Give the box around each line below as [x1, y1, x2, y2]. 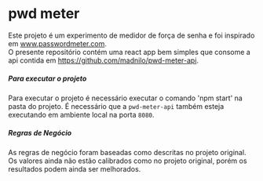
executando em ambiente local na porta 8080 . [8, 110, 155, 119]
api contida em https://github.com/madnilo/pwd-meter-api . [8, 56, 199, 65]
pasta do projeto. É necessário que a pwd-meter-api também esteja [8, 101, 225, 110]
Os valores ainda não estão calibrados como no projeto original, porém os [8, 156, 247, 165]
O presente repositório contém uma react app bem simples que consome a [8, 47, 251, 56]
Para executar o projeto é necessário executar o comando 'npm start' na [8, 93, 243, 103]
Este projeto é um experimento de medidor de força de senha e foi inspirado [8, 31, 255, 40]
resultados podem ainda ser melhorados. [8, 164, 141, 173]
